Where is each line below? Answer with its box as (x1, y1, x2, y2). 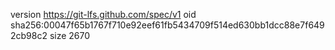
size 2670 (49, 30, 91, 41)
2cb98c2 (10, 30, 48, 41)
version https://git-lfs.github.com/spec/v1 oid (10, 9, 197, 20)
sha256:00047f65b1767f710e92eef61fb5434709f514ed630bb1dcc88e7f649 (10, 19, 325, 31)
